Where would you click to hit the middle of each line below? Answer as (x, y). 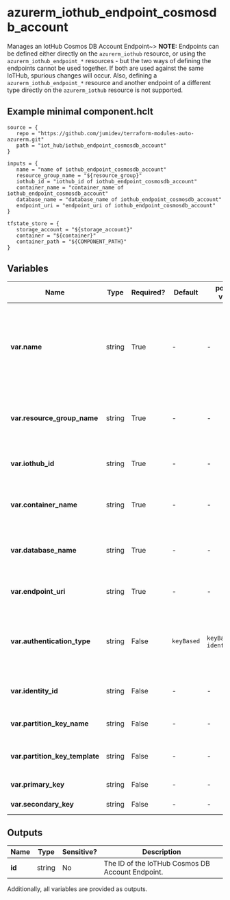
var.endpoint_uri (38, 591)
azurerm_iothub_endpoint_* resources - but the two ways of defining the (109, 60)
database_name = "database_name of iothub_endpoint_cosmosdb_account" (119, 199)
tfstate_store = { (33, 223)
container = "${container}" (56, 235)
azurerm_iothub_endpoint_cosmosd (112, 13)
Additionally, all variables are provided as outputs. (77, 889)
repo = (26, 133)
